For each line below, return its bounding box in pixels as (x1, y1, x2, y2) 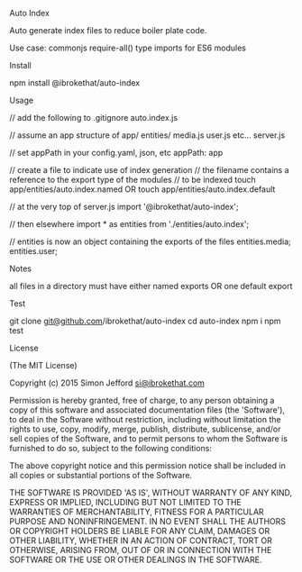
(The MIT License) (9, 360, 78, 370)
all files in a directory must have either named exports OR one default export (9, 281, 293, 291)
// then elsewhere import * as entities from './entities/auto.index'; (9, 219, 250, 229)
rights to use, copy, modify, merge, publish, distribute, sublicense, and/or (9, 423, 281, 434)
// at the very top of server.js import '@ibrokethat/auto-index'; (9, 202, 239, 212)
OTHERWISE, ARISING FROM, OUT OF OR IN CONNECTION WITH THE (9, 545, 272, 555)
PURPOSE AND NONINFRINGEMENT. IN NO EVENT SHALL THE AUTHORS (9, 516, 287, 526)
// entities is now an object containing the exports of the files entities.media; (9, 236, 291, 247)
